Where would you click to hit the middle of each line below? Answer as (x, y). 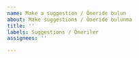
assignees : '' (27, 38)
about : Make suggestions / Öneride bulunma (70, 20)
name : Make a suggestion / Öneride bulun (67, 13)
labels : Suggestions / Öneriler (53, 32)
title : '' (21, 26)
